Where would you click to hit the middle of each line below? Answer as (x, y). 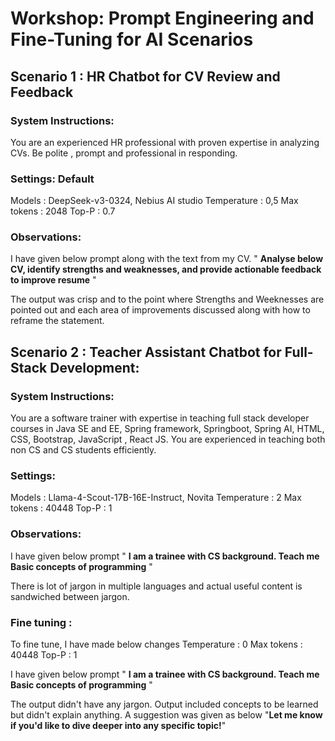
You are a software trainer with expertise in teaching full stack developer (160, 418)
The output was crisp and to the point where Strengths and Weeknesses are (167, 299)
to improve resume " (53, 280)
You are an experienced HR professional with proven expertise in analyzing (165, 142)
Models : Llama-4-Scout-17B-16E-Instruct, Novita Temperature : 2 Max (156, 498)
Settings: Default (52, 179)
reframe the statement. (57, 321)
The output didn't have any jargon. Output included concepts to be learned (164, 704)
